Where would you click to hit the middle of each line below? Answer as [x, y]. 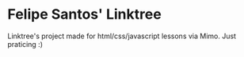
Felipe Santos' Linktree [84, 14]
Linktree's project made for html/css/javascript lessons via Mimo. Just [122, 36]
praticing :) [25, 44]
